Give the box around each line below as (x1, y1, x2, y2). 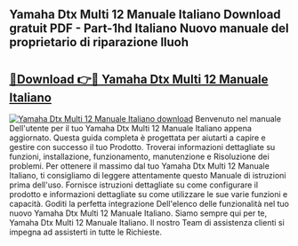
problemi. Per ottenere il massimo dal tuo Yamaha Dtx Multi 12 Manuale (9, 161, 270, 171)
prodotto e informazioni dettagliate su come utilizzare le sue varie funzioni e (9, 189, 288, 199)
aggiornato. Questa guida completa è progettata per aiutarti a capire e (9, 132, 266, 143)
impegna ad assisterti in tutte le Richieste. (9, 226, 163, 237)
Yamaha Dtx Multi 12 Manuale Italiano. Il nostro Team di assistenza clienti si (9, 218, 285, 227)
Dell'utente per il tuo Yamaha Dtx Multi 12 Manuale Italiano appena (9, 123, 252, 133)
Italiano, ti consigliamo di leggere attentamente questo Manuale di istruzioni (9, 171, 286, 180)
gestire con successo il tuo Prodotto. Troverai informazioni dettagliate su (9, 142, 276, 152)
